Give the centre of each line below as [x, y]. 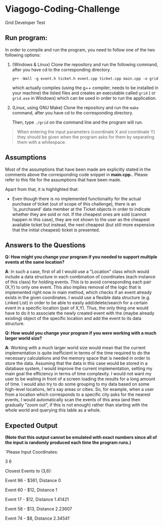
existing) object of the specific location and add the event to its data [73, 319]
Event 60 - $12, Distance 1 [31, 490]
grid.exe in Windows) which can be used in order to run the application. [84, 98]
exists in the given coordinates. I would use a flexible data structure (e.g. [78, 297]
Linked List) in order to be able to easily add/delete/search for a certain [76, 303]
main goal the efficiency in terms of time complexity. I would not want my [78, 374]
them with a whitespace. [42, 142]
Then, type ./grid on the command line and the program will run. [78, 122]
